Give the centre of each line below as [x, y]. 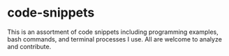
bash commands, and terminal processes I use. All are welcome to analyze [114, 39]
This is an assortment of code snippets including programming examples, [113, 32]
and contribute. [29, 46]
